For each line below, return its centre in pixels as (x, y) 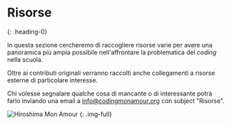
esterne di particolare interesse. (53, 80)
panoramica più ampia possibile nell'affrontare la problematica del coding (112, 52)
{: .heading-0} (27, 32)
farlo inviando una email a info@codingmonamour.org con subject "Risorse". (116, 100)
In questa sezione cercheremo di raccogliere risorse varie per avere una (110, 45)
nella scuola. (25, 59)
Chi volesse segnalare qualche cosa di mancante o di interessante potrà (110, 93)
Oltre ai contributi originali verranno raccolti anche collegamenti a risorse (111, 73)
